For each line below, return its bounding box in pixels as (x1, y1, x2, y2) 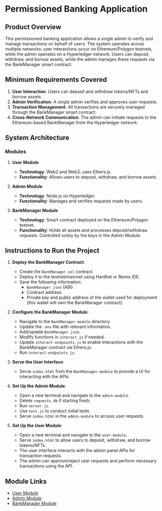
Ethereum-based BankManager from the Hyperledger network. (12, 119, 139, 125)
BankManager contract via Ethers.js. (19, 345, 92, 350)
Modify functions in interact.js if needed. (19, 334, 106, 340)
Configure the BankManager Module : (12, 309, 89, 315)
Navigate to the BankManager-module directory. (19, 319, 111, 325)
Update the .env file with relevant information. (19, 324, 111, 329)
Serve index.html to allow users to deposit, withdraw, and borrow (19, 437, 151, 443)
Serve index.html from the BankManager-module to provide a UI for (19, 368, 150, 374)
